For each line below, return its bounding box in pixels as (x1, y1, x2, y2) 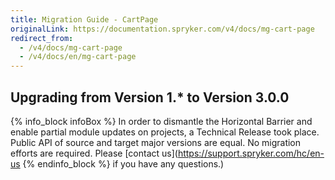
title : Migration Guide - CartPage (10, 14, 159, 25)
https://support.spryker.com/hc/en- (177, 147, 325, 159)
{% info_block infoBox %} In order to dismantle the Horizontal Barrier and (10, 115, 313, 127)
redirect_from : (10, 33, 74, 43)
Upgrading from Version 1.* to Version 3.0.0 (10, 89, 290, 106)
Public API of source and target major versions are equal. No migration (10, 136, 302, 148)
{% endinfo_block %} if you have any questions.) (22, 157, 225, 170)
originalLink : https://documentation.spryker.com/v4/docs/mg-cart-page (10, 24, 315, 34)
